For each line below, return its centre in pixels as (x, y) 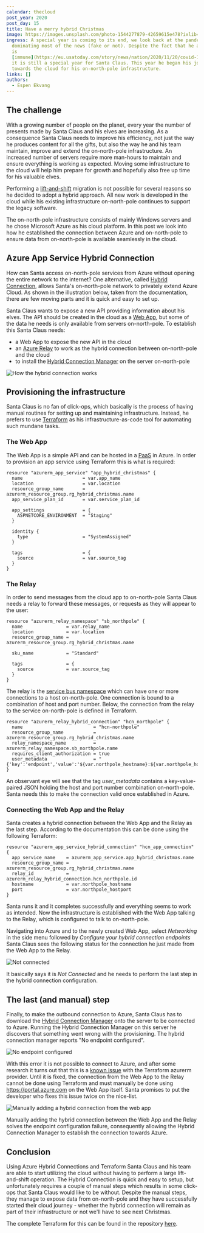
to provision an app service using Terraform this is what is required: (91, 462)
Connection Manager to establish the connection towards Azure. (87, 1133)
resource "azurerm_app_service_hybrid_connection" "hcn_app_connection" (100, 847)
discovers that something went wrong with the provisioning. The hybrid (95, 1034)
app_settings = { (51, 510)
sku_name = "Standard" (55, 653)
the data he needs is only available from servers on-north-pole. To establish (101, 323)
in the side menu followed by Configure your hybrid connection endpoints (98, 938)
